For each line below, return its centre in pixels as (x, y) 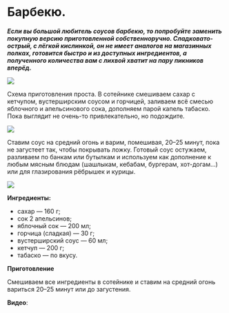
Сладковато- (193, 38)
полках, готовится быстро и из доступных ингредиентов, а (97, 53)
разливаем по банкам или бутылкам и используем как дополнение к (109, 156)
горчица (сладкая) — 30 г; (56, 233)
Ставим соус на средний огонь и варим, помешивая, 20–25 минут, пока (113, 142)
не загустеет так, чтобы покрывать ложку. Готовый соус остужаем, (107, 150)
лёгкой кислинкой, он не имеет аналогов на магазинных (125, 46)
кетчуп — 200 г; (41, 248)
